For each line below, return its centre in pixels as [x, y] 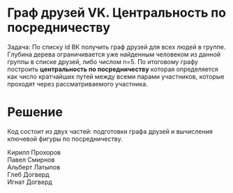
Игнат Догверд [30, 182]
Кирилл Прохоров [34, 152]
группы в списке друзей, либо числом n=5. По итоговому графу [103, 61]
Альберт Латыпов [34, 167]
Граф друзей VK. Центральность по [117, 13]
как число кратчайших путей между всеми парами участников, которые [116, 76]
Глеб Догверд [28, 174]
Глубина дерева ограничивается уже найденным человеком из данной [114, 54]
